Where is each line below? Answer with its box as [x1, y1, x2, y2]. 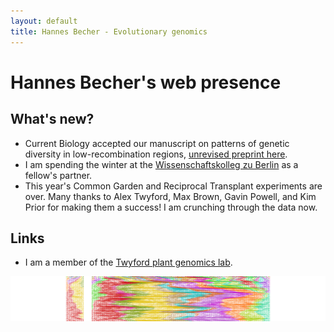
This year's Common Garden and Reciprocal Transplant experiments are [24, 180, 323, 192]
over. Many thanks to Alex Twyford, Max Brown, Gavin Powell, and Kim [24, 190, 317, 202]
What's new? [10, 111, 95, 128]
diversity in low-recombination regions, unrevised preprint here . [24, 148, 288, 160]
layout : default [10, 16, 78, 26]
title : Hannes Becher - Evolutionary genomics [10, 26, 208, 37]
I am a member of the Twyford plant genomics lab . [24, 256, 233, 269]
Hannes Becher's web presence [10, 71, 282, 94]
